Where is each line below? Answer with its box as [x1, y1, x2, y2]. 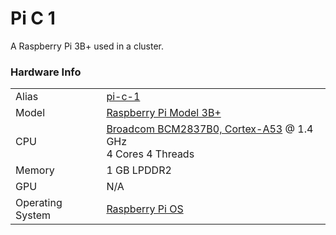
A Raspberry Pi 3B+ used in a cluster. [10, 40, 164, 52]
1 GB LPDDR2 [106, 163, 172, 177]
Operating [15, 196, 63, 210]
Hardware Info [10, 65, 82, 79]
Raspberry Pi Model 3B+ [106, 106, 222, 120]
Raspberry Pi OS [106, 202, 184, 216]
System [15, 208, 52, 222]
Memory [15, 163, 55, 177]
